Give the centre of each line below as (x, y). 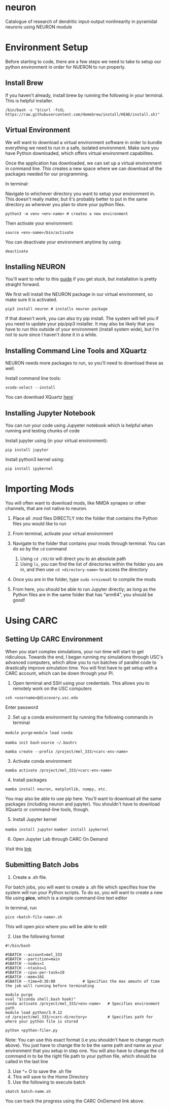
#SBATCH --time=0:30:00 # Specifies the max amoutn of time (82, 981)
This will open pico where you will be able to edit (56, 926)
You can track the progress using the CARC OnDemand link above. (75, 1101)
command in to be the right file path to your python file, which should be (81, 1056)
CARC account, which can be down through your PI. (60, 673)
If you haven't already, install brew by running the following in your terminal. (84, 95)
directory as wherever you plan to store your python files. (65, 204)
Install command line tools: (33, 378)
